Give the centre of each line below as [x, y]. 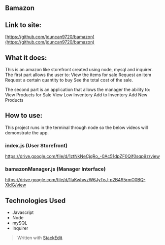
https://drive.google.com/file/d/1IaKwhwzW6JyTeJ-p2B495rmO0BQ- [75, 180]
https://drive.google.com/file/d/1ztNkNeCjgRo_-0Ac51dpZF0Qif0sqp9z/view [82, 156]
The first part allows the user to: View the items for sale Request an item [78, 75]
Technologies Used [35, 200]
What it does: [26, 58]
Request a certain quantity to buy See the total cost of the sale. [69, 80]
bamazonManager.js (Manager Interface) [55, 169]
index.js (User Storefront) [36, 145]
